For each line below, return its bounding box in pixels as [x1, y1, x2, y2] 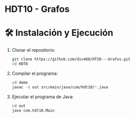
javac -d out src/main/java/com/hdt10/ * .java [11, 85, 108, 90]
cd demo [11, 80, 28, 85]
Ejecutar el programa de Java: [11, 94, 74, 100]
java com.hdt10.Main [11, 108, 55, 113]
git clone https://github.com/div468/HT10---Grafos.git [11, 57, 131, 62]
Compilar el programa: [11, 70, 58, 76]
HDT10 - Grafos [4, 3, 70, 15]
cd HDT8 [11, 61, 28, 66]
